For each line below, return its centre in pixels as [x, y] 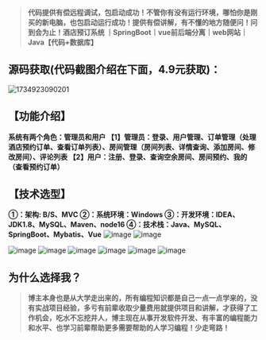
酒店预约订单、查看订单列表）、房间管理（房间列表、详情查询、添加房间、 [128, 147]
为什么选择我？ [45, 277]
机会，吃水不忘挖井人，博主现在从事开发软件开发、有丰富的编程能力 [146, 318]
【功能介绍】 [40, 116]
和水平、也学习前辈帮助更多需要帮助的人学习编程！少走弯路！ [129, 328]
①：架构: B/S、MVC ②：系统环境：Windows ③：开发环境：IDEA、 [124, 214]
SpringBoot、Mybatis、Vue [55, 234]
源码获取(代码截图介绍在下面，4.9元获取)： [114, 70]
